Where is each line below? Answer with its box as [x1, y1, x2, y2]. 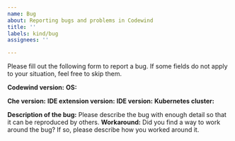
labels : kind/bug [7, 30, 59, 37]
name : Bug [7, 10, 37, 18]
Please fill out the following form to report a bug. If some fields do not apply [7, 62, 228, 70]
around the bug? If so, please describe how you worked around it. [7, 125, 200, 134]
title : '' [7, 23, 37, 30]
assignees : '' [7, 37, 50, 44]
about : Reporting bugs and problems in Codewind [7, 17, 154, 24]
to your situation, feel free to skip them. [7, 70, 122, 78]
